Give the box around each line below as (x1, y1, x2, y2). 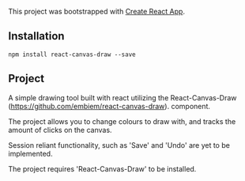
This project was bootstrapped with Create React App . (8, 7, 186, 16)
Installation (8, 29, 65, 43)
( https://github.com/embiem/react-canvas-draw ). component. (8, 101, 211, 111)
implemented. (8, 149, 53, 158)
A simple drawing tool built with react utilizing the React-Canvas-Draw (8, 92, 237, 102)
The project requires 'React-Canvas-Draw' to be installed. (8, 164, 197, 173)
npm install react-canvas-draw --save (8, 51, 136, 58)
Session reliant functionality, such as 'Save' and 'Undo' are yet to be (8, 140, 231, 149)
